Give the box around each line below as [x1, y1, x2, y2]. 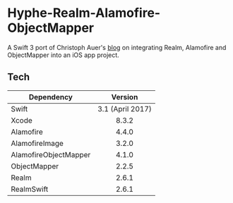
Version [111, 92, 138, 101]
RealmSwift [11, 184, 49, 194]
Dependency [28, 92, 73, 101]
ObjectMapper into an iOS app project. [7, 51, 120, 59]
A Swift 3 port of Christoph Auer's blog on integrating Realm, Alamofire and [7, 43, 227, 51]
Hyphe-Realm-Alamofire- [7, 5, 161, 21]
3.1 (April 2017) [97, 104, 152, 113]
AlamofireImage [11, 138, 64, 148]
